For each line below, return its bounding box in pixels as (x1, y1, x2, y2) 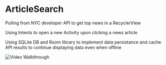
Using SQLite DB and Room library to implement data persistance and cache (5, 39, 162, 45)
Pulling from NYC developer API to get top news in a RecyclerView (5, 20, 141, 26)
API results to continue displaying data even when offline (5, 44, 122, 50)
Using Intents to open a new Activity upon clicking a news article (5, 29, 138, 35)
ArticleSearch (5, 3, 64, 15)
